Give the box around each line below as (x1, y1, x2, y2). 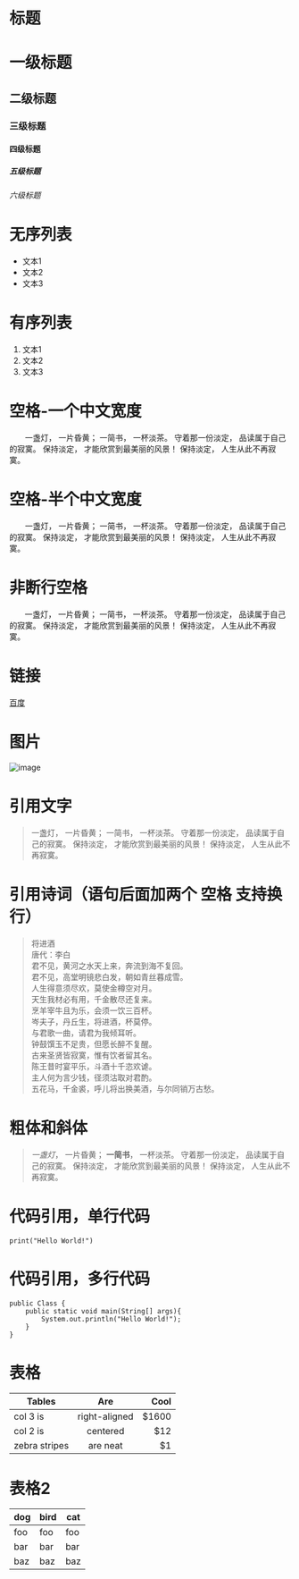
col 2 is (13, 1425, 45, 1438)
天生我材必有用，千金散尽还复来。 (30, 993, 157, 1004)
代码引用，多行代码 (9, 1269, 151, 1288)
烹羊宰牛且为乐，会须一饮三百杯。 (30, 1005, 157, 1016)
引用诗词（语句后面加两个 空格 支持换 (9, 884, 283, 904)
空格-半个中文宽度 (9, 489, 143, 510)
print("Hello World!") (9, 1236, 94, 1245)
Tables (26, 1396, 56, 1408)
